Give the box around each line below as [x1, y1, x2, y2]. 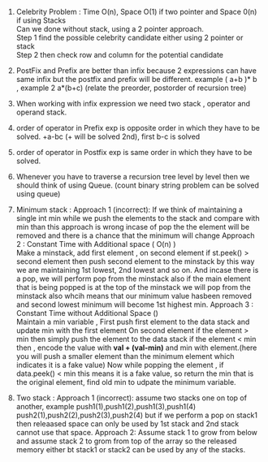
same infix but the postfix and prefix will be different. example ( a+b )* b [15, 75, 257, 84]
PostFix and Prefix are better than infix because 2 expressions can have [15, 66, 257, 76]
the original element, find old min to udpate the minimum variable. [15, 378, 237, 386]
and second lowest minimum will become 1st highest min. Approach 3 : [15, 300, 254, 309]
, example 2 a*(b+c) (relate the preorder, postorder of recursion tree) [15, 83, 247, 93]
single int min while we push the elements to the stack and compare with [15, 214, 260, 222]
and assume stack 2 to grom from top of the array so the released [15, 436, 237, 446]
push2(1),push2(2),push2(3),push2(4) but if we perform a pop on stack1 [15, 410, 258, 420]
